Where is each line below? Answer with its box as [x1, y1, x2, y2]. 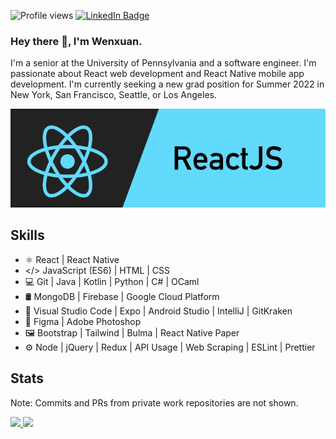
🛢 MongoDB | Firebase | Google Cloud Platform [24, 290, 220, 302]
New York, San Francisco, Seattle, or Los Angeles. [10, 89, 217, 101]
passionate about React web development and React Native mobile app [10, 68, 305, 80]
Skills [10, 227, 45, 244]
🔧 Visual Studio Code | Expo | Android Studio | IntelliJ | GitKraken [24, 305, 293, 317]
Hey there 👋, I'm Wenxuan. [10, 34, 143, 48]
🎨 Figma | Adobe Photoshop [24, 315, 142, 327]
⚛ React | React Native [24, 253, 120, 265]
